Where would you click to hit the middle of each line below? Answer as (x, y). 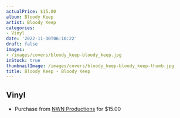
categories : (21, 28)
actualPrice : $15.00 (31, 11)
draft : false (22, 44)
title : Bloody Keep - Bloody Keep (48, 71)
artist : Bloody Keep (31, 22)
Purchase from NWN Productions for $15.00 (68, 109)
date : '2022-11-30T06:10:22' (42, 39)
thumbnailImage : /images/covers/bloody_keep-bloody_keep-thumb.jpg (90, 66)
